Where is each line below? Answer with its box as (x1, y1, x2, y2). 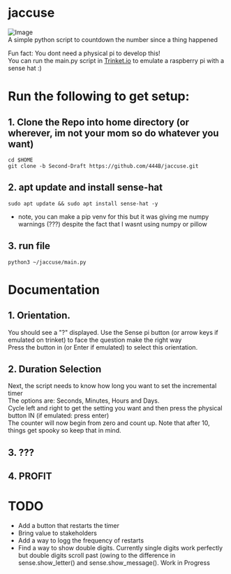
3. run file (8, 240, 51, 252)
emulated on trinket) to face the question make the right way (8, 336, 182, 344)
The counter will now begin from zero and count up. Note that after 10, (8, 419, 210, 427)
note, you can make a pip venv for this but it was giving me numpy (17, 212, 209, 221)
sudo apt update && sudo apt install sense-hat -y (8, 200, 158, 207)
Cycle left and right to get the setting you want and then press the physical (8, 404, 223, 412)
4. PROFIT (8, 471, 52, 482)
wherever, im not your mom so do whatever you (8, 127, 219, 139)
